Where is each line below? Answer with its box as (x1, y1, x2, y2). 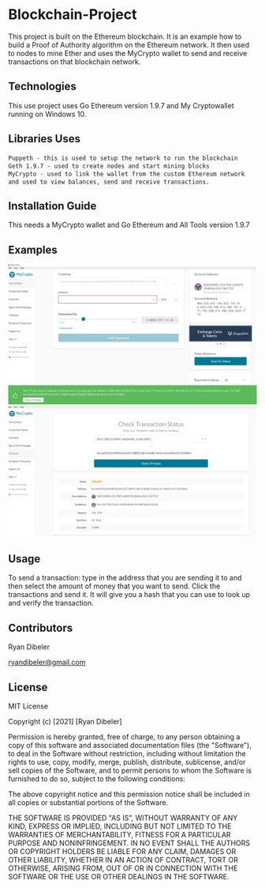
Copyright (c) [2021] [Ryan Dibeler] (8, 716, 122, 726)
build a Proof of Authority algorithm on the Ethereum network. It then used (8, 40, 250, 49)
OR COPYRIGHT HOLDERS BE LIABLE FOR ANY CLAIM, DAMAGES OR (8, 846, 237, 856)
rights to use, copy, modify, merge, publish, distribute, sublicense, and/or (8, 757, 246, 766)
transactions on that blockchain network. (8, 57, 141, 66)
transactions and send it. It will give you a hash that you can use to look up (8, 590, 251, 599)
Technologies (8, 80, 77, 93)
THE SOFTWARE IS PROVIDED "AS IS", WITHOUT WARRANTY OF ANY (8, 813, 238, 822)
